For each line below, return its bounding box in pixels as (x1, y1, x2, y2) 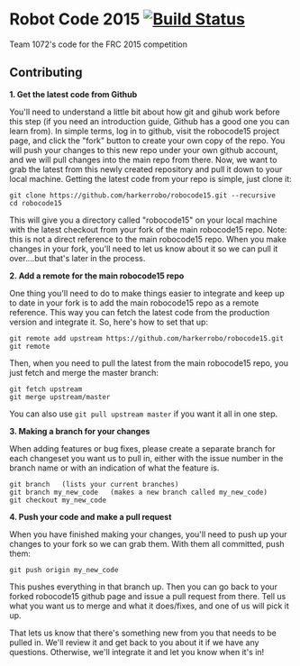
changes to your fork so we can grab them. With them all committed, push (9, 538, 286, 549)
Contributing (9, 65, 83, 80)
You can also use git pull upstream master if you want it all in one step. (9, 408, 278, 419)
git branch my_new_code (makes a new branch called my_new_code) (9, 488, 268, 497)
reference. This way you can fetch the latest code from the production (9, 306, 270, 317)
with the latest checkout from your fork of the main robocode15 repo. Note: (9, 224, 287, 234)
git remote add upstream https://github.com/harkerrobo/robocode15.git (9, 333, 284, 342)
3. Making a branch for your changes (9, 425, 150, 436)
